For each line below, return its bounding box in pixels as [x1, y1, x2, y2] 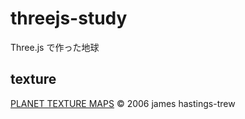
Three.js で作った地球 [10, 41, 100, 53]
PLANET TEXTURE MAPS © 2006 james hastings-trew [10, 97, 236, 109]
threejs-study [10, 7, 128, 30]
